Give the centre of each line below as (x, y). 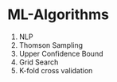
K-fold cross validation (56, 70)
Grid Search (39, 62)
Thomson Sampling (51, 45)
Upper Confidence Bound (61, 53)
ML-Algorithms (58, 15)
